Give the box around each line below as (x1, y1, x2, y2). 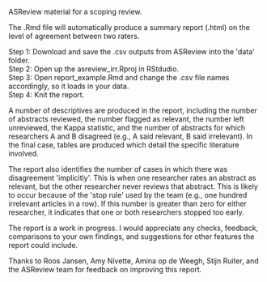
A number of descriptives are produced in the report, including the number (8, 105, 257, 115)
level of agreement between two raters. (8, 32, 140, 41)
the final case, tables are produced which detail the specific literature (8, 140, 239, 149)
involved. (8, 149, 39, 158)
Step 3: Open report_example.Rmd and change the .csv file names (8, 73, 230, 82)
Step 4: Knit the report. (8, 90, 85, 100)
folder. (8, 56, 30, 65)
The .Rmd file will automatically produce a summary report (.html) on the (8, 23, 251, 32)
